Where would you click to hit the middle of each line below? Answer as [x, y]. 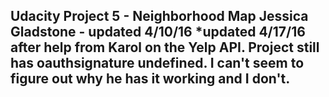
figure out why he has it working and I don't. [150, 79]
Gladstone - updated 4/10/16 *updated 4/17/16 [158, 32]
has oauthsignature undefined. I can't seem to [157, 63]
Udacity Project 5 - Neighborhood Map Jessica [159, 16]
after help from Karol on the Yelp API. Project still [165, 47]
